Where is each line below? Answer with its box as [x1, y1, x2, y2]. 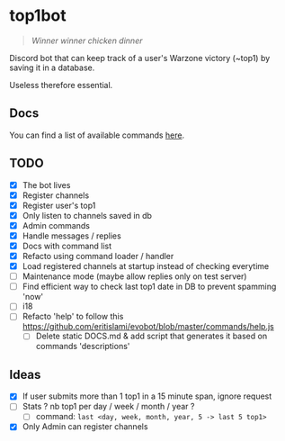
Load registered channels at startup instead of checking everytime [22, 261, 270, 272]
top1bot [9, 5, 67, 26]
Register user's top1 [22, 200, 96, 211]
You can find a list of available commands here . [9, 130, 185, 140]
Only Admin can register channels [22, 421, 148, 432]
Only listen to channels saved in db [22, 210, 153, 220]
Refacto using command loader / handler [22, 251, 174, 261]
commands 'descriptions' [35, 341, 130, 352]
